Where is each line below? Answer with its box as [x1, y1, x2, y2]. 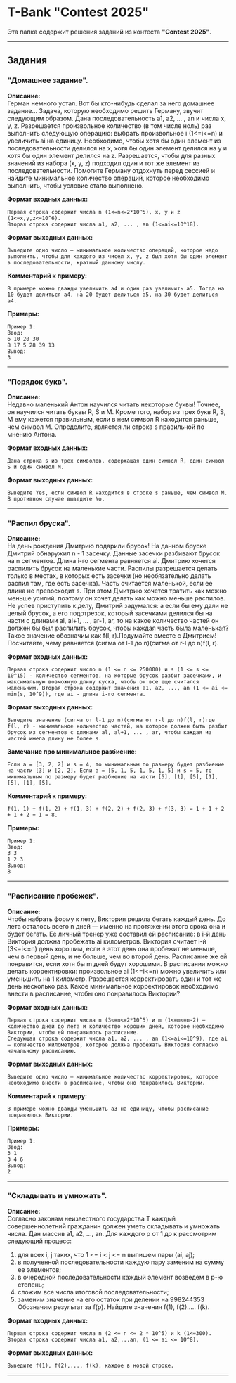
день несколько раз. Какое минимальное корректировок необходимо [7, 982, 219, 990]
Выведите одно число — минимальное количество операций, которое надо [7, 247, 218, 254]
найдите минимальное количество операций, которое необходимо [7, 174, 210, 182]
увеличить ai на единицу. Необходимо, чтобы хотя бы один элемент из [7, 136, 221, 145]
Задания [7, 54, 48, 67]
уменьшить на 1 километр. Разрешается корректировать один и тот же [7, 974, 223, 983]
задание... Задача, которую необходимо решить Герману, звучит [7, 106, 204, 115]
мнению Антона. [7, 430, 58, 438]
